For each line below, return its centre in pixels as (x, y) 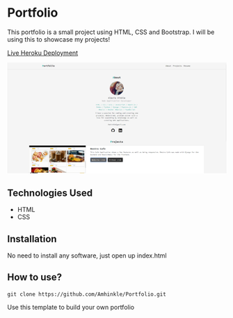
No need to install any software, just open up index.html (87, 256)
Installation (32, 238)
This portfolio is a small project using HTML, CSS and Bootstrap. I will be (111, 32)
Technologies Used (50, 193)
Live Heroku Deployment (43, 53)
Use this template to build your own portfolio (71, 307)
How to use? (35, 277)
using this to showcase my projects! (58, 39)
